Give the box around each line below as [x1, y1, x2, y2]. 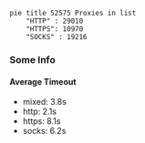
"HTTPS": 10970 [26, 25, 84, 34]
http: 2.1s [22, 106, 57, 117]
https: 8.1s [22, 116, 61, 127]
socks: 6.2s [22, 126, 67, 137]
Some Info [9, 53, 57, 66]
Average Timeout [9, 76, 77, 87]
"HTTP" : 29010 [26, 16, 84, 26]
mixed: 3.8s [22, 97, 67, 107]
